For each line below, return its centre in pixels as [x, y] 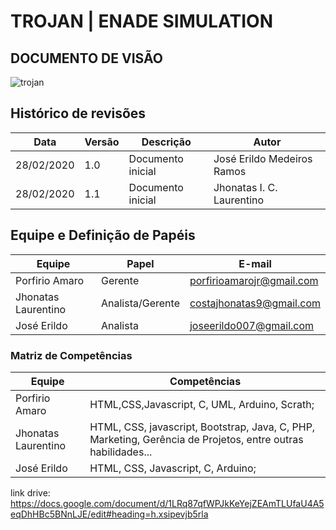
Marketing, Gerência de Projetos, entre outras [196, 439]
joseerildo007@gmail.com [252, 325]
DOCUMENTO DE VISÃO [86, 58]
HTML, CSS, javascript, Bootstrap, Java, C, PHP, [202, 427]
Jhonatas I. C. [245, 187]
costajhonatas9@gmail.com [255, 303]
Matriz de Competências [71, 355]
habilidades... [121, 452]
